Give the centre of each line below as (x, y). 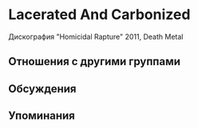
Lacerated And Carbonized (99, 15)
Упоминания (42, 116)
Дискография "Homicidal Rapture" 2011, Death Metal (96, 37)
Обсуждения (42, 89)
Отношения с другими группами (95, 62)
